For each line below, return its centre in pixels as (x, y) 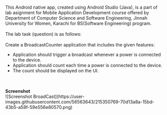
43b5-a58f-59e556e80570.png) (39, 107)
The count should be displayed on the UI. (55, 71)
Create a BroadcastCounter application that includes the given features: (80, 45)
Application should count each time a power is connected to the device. (88, 65)
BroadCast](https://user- (59, 96)
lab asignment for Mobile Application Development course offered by (77, 13)
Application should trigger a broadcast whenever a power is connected (87, 54)
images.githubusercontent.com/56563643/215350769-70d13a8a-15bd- (80, 102)
